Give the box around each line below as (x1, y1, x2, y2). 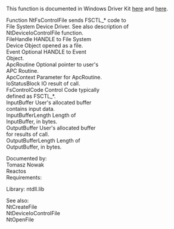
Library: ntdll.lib (6, 185, 45, 193)
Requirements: (6, 174, 42, 181)
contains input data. (6, 106, 55, 112)
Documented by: (6, 155, 47, 162)
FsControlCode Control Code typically (6, 86, 100, 93)
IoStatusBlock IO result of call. (6, 80, 80, 87)
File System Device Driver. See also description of (6, 23, 129, 30)
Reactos (6, 168, 27, 175)
